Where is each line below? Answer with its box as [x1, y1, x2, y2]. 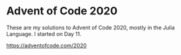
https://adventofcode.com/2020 [6, 42, 87, 49]
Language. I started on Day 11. [6, 30, 82, 37]
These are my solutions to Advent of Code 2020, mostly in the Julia [6, 24, 175, 31]
